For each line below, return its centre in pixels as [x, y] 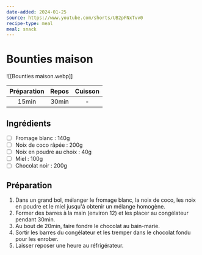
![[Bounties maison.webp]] [40, 76]
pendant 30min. [35, 220]
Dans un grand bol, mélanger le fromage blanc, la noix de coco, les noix [106, 200]
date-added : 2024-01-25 [37, 12]
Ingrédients [29, 123]
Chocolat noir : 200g [41, 166]
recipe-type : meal [30, 23]
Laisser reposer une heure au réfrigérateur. [69, 246]
